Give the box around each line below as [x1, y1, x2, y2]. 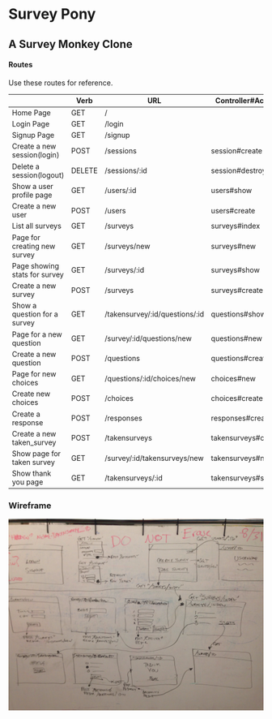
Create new [11, 389, 51, 398]
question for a [11, 309, 58, 319]
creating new [11, 241, 56, 251]
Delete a [11, 161, 40, 171]
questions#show [210, 309, 266, 319]
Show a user [11, 181, 54, 191]
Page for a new [11, 329, 62, 339]
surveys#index [210, 221, 261, 231]
